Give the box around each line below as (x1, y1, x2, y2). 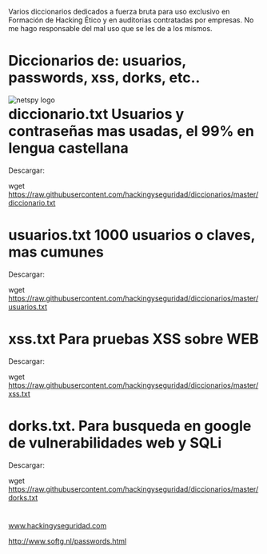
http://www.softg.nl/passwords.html (8, 536, 127, 546)
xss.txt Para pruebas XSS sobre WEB (8, 330, 260, 349)
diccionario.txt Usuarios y (8, 106, 185, 123)
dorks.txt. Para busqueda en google (8, 417, 252, 435)
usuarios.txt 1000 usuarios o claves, (8, 226, 256, 245)
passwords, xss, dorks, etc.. (8, 69, 201, 87)
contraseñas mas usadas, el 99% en (8, 122, 254, 141)
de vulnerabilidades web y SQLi (8, 434, 222, 452)
